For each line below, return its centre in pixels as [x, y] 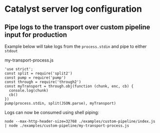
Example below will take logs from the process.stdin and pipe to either [76, 46]
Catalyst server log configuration [73, 9]
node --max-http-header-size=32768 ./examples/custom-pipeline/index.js [80, 121]
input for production [36, 34]
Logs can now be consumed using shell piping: [52, 112]
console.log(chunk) [29, 90]
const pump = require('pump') [35, 78]
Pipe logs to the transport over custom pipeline [78, 27]
